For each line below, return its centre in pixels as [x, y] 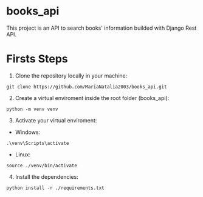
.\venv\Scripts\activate [38, 143]
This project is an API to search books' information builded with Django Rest [101, 28]
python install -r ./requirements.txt [55, 188]
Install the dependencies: [47, 176]
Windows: [28, 132]
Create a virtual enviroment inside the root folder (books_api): [92, 98]
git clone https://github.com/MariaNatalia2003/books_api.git [87, 87]
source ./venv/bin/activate [42, 165]
